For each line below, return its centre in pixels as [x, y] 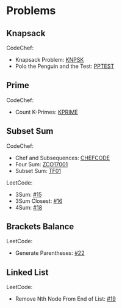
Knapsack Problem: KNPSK [49, 60]
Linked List [27, 272]
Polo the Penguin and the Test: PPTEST [65, 66]
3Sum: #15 [28, 194]
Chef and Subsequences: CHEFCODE [63, 158]
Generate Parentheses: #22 [50, 253]
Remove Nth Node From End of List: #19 [65, 299]
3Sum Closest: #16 [39, 201]
